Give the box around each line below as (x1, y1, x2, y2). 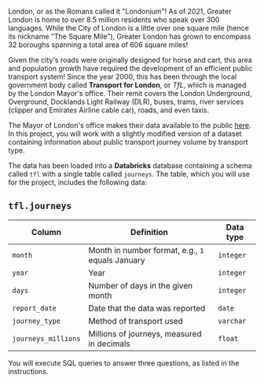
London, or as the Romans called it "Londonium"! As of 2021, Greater (8, 7, 232, 16)
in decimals (88, 338, 131, 349)
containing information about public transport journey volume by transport (8, 138, 249, 146)
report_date (12, 303, 57, 313)
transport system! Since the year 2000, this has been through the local (8, 72, 237, 81)
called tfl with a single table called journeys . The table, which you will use (8, 169, 250, 178)
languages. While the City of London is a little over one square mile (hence (8, 24, 249, 32)
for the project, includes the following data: (8, 178, 148, 187)
